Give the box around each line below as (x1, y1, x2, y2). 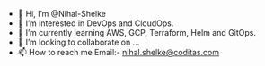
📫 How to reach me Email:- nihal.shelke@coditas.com (17, 47, 220, 57)
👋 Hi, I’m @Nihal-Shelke (17, 9, 106, 19)
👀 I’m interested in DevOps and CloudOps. (17, 18, 174, 29)
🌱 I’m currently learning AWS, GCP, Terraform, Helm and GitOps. (17, 28, 256, 37)
